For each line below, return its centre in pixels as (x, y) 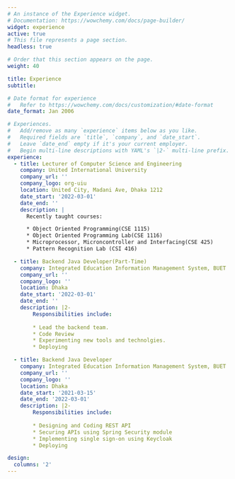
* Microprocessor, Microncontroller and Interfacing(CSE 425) (120, 242)
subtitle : (22, 86)
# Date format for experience (52, 98)
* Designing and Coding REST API (82, 425)
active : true (27, 34)
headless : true (30, 47)
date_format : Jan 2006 (41, 111)
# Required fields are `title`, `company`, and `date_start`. (104, 137)
